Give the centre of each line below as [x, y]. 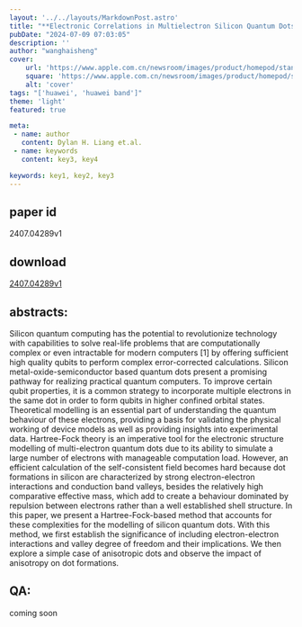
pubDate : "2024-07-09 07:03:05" [70, 34]
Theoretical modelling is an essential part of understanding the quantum [143, 409]
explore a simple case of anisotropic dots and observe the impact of [136, 553]
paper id [33, 212]
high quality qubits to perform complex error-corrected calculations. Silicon [149, 362]
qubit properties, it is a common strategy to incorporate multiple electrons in [151, 390]
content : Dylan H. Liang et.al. [82, 143]
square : [40, 76]
